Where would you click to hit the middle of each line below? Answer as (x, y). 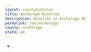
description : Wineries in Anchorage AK (45, 18)
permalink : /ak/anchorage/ (32, 23)
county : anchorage (24, 28)
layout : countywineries (29, 9)
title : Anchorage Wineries (32, 14)
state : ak (15, 32)
